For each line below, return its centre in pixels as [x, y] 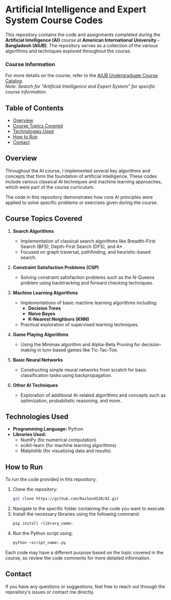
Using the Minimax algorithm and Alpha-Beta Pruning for [80, 344]
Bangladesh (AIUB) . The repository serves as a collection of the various [82, 45]
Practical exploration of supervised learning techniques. [80, 324]
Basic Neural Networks [38, 360]
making [28, 350]
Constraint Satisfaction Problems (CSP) [56, 267]
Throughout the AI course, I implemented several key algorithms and [78, 171]
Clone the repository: [35, 490]
